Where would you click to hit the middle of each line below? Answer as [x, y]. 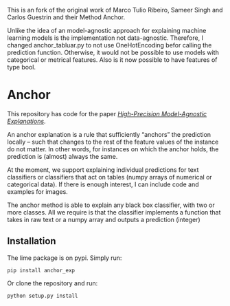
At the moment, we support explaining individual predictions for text [103, 170]
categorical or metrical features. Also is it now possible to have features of [112, 60]
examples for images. [38, 191]
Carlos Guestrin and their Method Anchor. [66, 17]
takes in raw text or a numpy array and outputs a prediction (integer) [104, 219]
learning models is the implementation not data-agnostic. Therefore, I [105, 38]
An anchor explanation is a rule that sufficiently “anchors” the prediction [109, 134]
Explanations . [26, 121]
